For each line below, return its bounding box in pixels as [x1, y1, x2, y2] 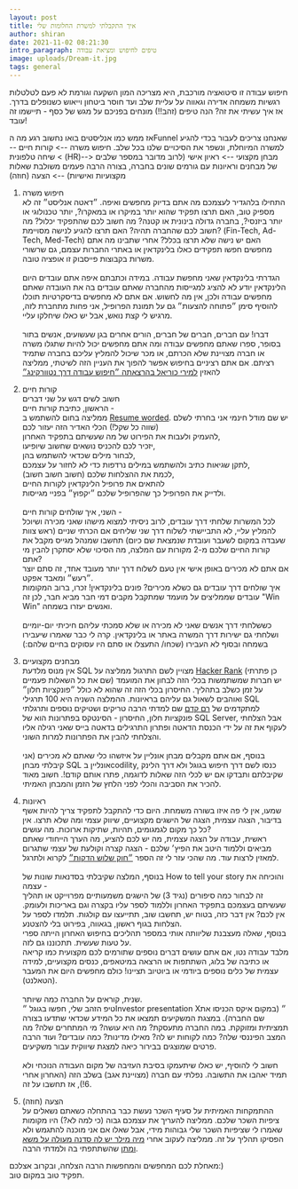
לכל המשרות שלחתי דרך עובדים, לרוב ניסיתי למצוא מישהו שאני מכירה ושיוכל [21, 516, 276, 527]
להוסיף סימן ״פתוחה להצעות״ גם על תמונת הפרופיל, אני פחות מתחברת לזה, [21, 300, 278, 311]
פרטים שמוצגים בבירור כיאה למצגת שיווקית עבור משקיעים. [21, 1041, 217, 1051]
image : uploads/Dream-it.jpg [9, 54, 117, 63]
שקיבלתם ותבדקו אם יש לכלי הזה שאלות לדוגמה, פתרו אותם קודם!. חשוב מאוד [21, 769, 284, 780]
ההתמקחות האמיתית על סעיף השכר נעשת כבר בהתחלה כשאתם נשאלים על [21, 1105, 274, 1115]
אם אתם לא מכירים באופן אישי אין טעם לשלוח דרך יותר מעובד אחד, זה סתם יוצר [21, 563, 289, 574]
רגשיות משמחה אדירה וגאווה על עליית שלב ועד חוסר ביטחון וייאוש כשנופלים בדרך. [9, 96, 281, 107]
